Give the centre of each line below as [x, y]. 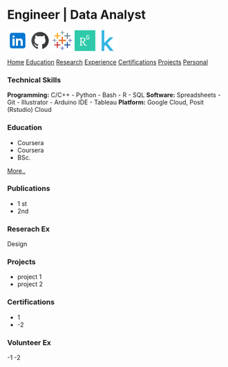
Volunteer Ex [29, 342]
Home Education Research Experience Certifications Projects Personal [108, 62]
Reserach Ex [29, 229]
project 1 [29, 277]
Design [17, 244]
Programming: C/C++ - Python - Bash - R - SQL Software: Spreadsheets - [114, 95]
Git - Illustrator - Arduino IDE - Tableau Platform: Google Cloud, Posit [105, 102]
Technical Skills [34, 79]
